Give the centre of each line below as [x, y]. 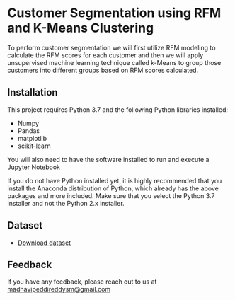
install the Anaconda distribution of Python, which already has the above [113, 188]
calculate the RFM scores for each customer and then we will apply [105, 55]
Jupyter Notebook [34, 167]
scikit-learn [34, 146]
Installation [33, 92]
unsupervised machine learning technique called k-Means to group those [114, 62]
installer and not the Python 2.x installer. [66, 203]
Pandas [29, 131]
